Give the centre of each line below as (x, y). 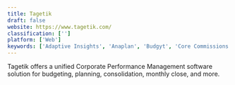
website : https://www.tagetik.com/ (60, 27)
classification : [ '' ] (39, 33)
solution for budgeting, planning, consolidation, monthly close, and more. (114, 74)
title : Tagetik (30, 14)
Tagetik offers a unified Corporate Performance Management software (110, 66)
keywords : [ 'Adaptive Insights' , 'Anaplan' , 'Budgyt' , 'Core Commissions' (120, 46)
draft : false (26, 20)
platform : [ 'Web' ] (34, 40)
